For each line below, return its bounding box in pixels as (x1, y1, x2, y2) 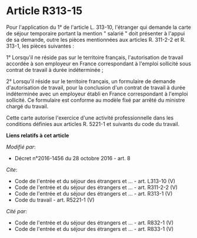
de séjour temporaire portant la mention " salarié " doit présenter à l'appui (6, 29, 185, 37)
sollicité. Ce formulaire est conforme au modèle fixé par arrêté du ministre (6, 96, 185, 104)
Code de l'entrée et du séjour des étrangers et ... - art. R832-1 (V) (14, 219, 174, 226)
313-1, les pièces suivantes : (6, 42, 75, 49)
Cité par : (6, 207, 28, 214)
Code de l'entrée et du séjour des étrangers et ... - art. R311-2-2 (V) (14, 184, 178, 191)
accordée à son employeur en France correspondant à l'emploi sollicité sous (6, 60, 191, 67)
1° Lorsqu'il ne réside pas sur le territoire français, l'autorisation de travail (6, 54, 183, 61)
